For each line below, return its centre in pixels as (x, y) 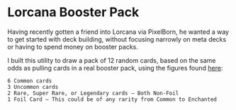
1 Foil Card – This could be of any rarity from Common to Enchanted (112, 99)
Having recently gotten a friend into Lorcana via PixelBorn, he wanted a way (118, 32)
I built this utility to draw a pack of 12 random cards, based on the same (112, 60)
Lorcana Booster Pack (73, 12)
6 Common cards (30, 81)
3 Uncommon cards (33, 87)
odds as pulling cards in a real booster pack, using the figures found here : (115, 68)
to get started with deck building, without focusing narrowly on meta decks (117, 39)
